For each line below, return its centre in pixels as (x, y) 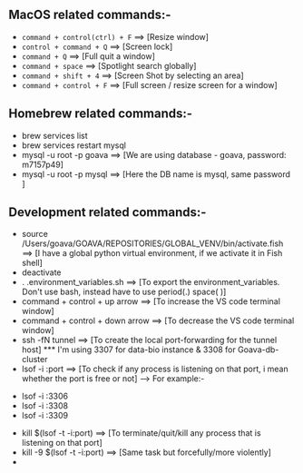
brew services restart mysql (73, 145)
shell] (32, 263)
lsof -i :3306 (45, 396)
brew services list (54, 135)
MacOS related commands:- (90, 15)
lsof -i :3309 (45, 416)
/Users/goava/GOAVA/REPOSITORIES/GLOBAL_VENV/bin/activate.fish (152, 243)
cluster (34, 360)
